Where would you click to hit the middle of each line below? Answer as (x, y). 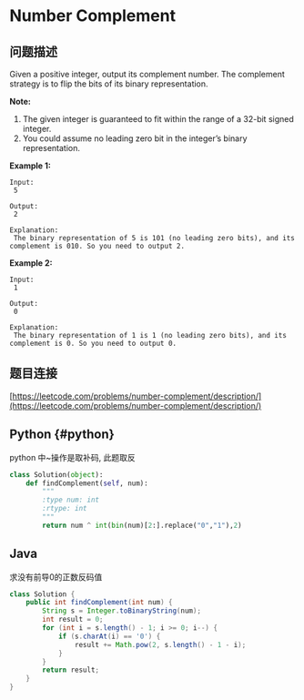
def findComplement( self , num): (87, 483)
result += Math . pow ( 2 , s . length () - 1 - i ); (160, 644)
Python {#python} (62, 435)
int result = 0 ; (73, 620)
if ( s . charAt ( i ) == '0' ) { (109, 636)
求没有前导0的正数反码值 (56, 577)
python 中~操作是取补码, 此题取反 (73, 457)
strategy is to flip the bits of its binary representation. (109, 84)
